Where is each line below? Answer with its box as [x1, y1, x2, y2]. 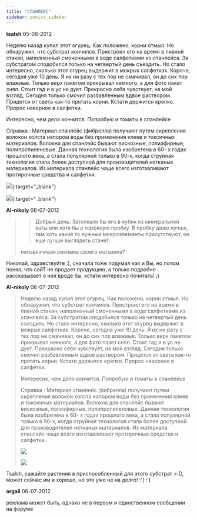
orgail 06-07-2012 [6, 487, 51, 494]
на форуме [6, 505, 34, 512]
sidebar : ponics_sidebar [6, 14, 67, 20]
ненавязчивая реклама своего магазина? [20, 248, 125, 255]
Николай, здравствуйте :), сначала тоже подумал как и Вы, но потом [6, 260, 179, 267]
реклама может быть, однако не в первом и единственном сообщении [6, 499, 185, 506]
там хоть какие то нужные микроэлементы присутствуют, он [35, 230, 190, 237]
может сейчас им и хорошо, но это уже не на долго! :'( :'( [6, 476, 151, 483]
